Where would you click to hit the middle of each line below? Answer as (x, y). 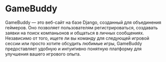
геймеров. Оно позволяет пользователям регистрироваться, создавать (82, 27)
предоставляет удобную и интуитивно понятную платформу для (74, 49)
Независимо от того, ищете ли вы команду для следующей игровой (77, 38)
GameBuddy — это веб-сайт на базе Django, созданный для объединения (83, 22)
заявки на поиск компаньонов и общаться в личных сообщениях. (75, 33)
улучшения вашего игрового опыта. (43, 54)
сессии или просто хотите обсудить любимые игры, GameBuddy (74, 43)
